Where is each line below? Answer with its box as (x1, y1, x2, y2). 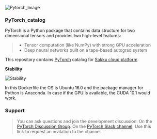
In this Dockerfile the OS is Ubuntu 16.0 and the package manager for (5, 85, 144, 91)
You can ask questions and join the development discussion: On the (16, 118, 153, 124)
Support (5, 107, 25, 114)
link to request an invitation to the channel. (16, 128, 102, 134)
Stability (5, 66, 23, 72)
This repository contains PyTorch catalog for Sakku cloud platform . (5, 57, 139, 62)
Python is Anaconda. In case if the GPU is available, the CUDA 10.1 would (5, 90, 150, 96)
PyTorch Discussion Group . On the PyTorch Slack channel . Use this (16, 124, 151, 129)
